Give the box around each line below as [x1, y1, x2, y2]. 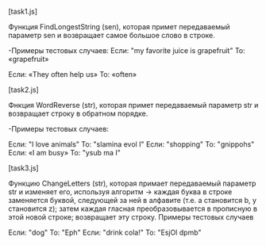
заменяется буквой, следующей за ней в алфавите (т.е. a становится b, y [8, 196, 256, 205]
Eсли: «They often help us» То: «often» [8, 70, 137, 78]
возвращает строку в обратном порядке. [8, 109, 148, 118]
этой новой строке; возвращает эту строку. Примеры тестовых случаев [8, 212, 254, 221]
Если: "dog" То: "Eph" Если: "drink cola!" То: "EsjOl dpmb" [8, 228, 202, 237]
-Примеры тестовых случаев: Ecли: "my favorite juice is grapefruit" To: [8, 46, 245, 55]
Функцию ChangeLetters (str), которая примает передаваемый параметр [8, 178, 256, 188]
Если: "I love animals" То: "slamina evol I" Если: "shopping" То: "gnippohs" [8, 140, 255, 149]
